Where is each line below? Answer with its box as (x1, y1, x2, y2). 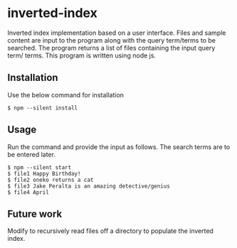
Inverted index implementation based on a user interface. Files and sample (7, 28, 226, 37)
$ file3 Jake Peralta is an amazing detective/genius (7, 183, 171, 190)
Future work (7, 207, 63, 220)
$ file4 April (7, 188, 50, 196)
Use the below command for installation (7, 90, 125, 99)
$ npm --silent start (7, 163, 72, 171)
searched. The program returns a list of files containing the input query (7, 43, 216, 52)
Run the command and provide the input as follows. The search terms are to (7, 142, 231, 151)
